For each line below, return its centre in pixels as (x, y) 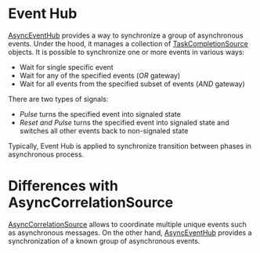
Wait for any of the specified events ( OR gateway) (100, 75)
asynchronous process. (46, 154)
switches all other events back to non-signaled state (104, 131)
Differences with (63, 186)
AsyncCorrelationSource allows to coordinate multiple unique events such (127, 224)
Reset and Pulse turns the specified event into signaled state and (124, 122)
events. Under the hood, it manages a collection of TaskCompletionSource (128, 43)
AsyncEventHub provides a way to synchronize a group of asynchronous (126, 35)
